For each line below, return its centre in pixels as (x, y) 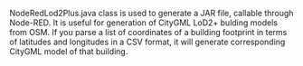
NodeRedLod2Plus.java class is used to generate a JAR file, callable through (151, 13)
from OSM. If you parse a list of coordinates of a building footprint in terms (148, 32)
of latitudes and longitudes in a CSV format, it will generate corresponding (147, 42)
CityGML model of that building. (69, 52)
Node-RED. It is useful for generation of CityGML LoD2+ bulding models (144, 23)
